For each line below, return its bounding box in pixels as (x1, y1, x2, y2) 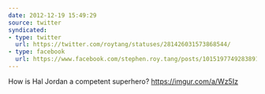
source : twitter (8, 19, 62, 27)
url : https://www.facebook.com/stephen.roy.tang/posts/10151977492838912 (15, 56, 263, 63)
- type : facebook (8, 48, 65, 56)
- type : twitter (8, 33, 62, 42)
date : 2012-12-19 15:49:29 (8, 11, 97, 20)
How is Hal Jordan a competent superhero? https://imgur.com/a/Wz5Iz (8, 76, 239, 86)
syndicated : (8, 26, 47, 34)
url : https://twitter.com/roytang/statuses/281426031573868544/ (15, 41, 231, 49)
